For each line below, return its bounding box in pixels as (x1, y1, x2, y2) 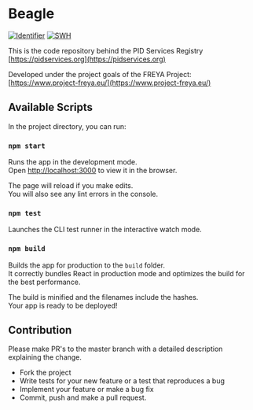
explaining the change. (8, 353, 82, 362)
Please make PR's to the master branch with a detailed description (8, 344, 223, 354)
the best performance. (8, 277, 81, 286)
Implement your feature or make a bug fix (19, 385, 155, 394)
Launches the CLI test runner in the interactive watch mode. (8, 225, 202, 235)
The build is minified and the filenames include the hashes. (8, 292, 199, 301)
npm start (8, 141, 46, 150)
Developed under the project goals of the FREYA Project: (8, 69, 192, 79)
